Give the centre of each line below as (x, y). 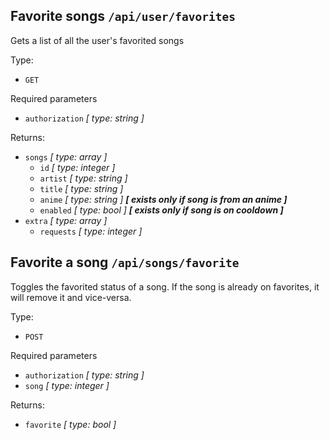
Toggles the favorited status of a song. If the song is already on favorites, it (165, 286)
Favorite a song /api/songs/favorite (125, 262)
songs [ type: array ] (66, 156)
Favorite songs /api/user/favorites (123, 16)
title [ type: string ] (81, 188)
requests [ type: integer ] (91, 231)
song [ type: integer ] (67, 385)
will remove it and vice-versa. (71, 297)
